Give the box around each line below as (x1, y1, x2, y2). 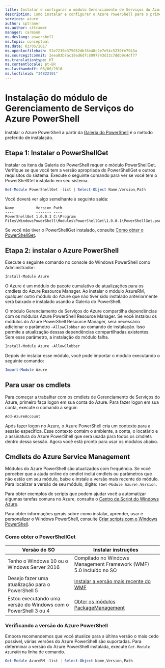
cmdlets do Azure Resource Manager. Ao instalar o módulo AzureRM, (5, 288, 145, 294)
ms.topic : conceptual (5, 39, 50, 44)
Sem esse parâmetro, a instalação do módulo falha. (5, 334, 109, 340)
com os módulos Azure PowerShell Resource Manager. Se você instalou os (5, 313, 157, 319)
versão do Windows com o (7, 601, 69, 608)
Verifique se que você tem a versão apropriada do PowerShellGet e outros (5, 167, 156, 173)
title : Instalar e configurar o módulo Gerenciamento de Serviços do (5, 7, 151, 12)
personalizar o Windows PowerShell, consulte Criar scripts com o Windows (5, 516, 158, 522)
